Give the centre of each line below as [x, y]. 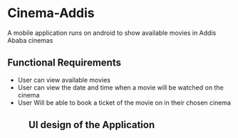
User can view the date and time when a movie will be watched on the [120, 87]
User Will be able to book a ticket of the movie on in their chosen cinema [124, 102]
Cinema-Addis [51, 13]
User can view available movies [64, 80]
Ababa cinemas [30, 40]
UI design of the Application [92, 125]
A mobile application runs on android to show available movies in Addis [112, 33]
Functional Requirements [64, 63]
